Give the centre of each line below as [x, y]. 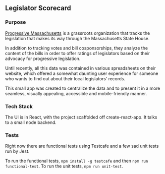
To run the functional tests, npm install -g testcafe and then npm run [77, 161]
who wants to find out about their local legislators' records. [65, 78]
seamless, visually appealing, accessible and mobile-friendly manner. [76, 93]
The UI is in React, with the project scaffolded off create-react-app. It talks [81, 117]
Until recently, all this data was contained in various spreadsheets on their [81, 68]
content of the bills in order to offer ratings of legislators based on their [78, 53]
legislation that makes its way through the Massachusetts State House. [77, 38]
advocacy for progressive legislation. [43, 58]
